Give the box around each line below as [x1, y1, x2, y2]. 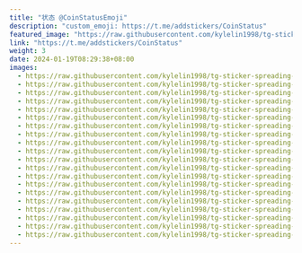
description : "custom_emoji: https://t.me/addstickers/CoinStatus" [9, 22, 268, 31]
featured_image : [9, 30, 70, 39]
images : [9, 64, 39, 73]
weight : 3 [9, 47, 47, 56]
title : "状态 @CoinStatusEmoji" [9, 13, 128, 22]
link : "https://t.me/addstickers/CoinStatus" [9, 38, 182, 48]
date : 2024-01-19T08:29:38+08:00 [9, 55, 135, 64]
